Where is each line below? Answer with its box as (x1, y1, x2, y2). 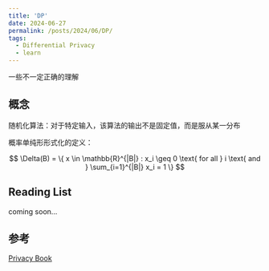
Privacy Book (8, 253, 52, 263)
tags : (8, 34, 26, 42)
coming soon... (8, 206, 58, 216)
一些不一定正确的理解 (8, 72, 79, 81)
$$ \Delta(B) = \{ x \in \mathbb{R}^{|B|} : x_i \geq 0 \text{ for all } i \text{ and (9, 153, 261, 163)
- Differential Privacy (15, 42, 95, 50)
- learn (15, 49, 42, 57)
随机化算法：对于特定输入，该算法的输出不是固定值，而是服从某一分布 (8, 120, 241, 130)
